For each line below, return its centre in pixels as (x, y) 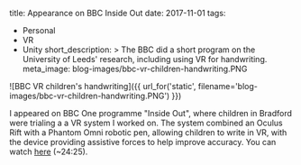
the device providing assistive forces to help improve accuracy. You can (143, 142)
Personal (39, 30)
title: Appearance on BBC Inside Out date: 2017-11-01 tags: (118, 13)
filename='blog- (228, 86)
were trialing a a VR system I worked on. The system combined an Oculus (146, 123)
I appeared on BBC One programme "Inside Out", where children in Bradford (151, 113)
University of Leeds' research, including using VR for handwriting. (145, 59)
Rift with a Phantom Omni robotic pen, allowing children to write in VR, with (148, 133)
